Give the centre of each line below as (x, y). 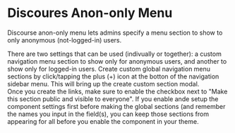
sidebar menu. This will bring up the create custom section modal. (103, 83)
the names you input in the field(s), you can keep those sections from (108, 114)
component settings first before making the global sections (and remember (116, 106)
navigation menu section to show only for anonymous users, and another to (117, 61)
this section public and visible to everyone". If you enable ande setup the (113, 99)
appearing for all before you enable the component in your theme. (103, 121)
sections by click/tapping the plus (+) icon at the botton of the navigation (113, 76)
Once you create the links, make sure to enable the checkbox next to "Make (117, 91)
